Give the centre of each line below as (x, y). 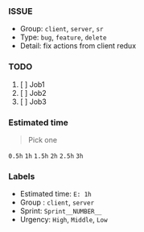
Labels (22, 176)
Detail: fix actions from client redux (78, 46)
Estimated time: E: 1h (56, 194)
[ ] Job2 (33, 93)
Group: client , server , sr (62, 29)
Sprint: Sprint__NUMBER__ (61, 211)
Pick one (43, 139)
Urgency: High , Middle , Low (64, 220)
